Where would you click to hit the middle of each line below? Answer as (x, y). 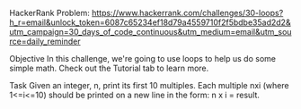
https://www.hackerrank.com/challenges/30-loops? (187, 13)
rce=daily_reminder (45, 41)
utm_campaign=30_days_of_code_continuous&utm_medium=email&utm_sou (150, 32)
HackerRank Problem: (49, 13)
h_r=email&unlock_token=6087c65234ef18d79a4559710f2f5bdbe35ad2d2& (150, 22)
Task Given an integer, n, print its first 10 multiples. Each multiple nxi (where (149, 85)
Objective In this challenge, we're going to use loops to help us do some (143, 59)
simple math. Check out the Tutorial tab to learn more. (109, 68)
